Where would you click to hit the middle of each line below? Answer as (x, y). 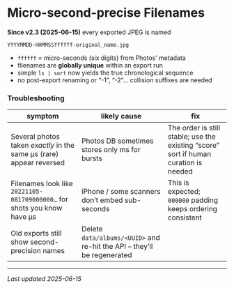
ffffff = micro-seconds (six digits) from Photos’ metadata (101, 58)
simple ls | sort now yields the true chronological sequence (105, 72)
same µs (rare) (35, 154)
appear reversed (38, 163)
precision (26, 251)
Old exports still (36, 234)
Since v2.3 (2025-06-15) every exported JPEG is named (89, 32)
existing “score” (194, 146)
